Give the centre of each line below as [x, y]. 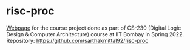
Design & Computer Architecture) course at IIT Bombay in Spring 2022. [95, 34]
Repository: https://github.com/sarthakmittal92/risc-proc [77, 40]
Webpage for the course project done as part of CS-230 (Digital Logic [94, 28]
